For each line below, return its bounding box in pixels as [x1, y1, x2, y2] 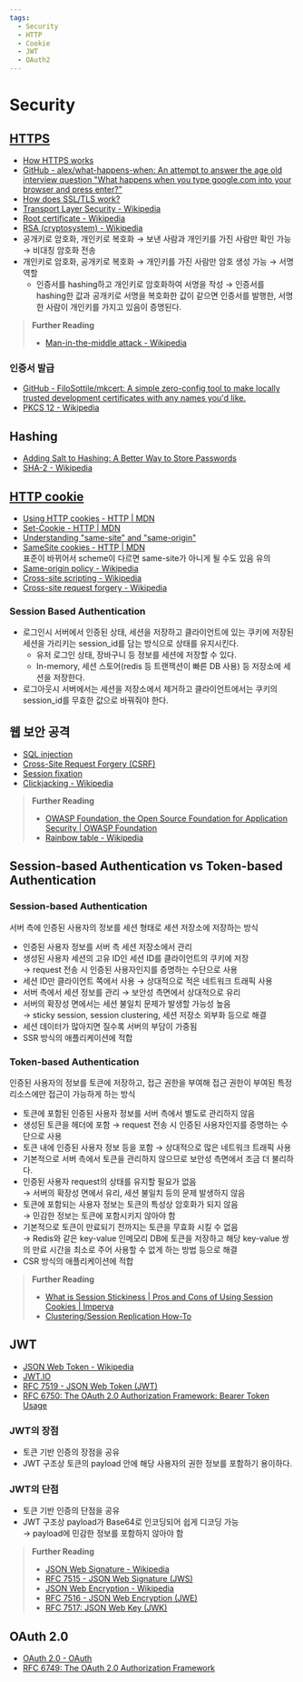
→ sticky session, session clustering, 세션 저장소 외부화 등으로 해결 [22, 1009, 268, 1020]
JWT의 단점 [9, 1483, 59, 1496]
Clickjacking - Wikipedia [22, 778, 113, 789]
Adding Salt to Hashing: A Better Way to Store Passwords [22, 453, 238, 464]
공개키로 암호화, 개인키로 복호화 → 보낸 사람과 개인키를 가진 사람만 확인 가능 [22, 234, 292, 244]
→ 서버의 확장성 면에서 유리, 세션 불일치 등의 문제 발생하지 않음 [22, 1187, 246, 1198]
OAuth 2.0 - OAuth [22, 1653, 93, 1664]
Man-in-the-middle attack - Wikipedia [44, 337, 188, 348]
